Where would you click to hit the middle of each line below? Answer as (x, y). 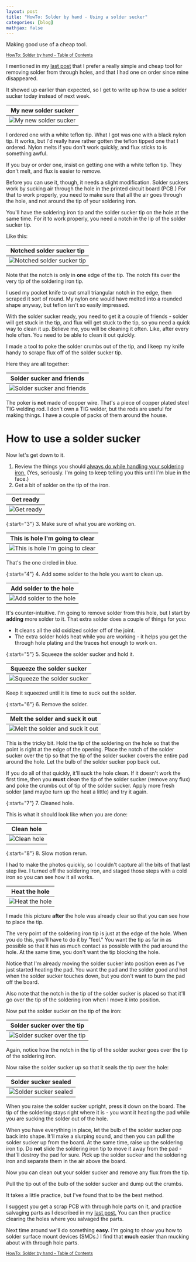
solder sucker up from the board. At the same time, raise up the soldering (94, 1143)
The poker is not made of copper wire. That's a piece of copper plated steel (97, 403)
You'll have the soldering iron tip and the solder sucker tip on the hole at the (97, 213)
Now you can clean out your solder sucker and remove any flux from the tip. (98, 1172)
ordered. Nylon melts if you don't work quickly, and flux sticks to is (87, 148)
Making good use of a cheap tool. (47, 45)
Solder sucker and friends (47, 378)
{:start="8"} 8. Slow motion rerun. (47, 853)
